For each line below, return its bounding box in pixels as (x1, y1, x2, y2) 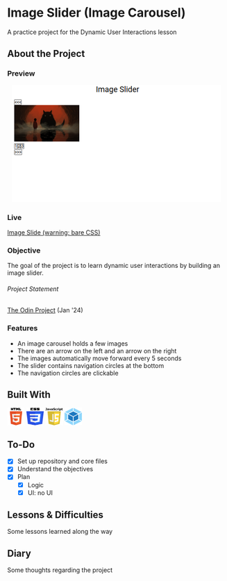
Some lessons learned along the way (7, 528, 113, 536)
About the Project (7, 48, 85, 60)
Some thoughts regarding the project (7, 566, 113, 574)
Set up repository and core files (17, 457, 108, 466)
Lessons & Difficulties (7, 509, 104, 521)
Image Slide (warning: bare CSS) (7, 228, 101, 237)
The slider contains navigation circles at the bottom (17, 361, 165, 369)
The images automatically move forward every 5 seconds (17, 354, 182, 362)
